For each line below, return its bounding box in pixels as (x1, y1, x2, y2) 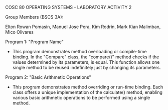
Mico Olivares (5, 29, 34, 35)
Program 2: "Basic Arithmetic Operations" (5, 74, 91, 80)
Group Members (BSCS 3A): (5, 14, 64, 20)
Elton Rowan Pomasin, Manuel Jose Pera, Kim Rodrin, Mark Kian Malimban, (5, 24, 161, 30)
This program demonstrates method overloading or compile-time (12, 49, 147, 54)
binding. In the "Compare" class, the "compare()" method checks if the (12, 54, 159, 60)
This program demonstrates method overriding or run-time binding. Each (12, 84, 163, 90)
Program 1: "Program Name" (5, 39, 64, 45)
